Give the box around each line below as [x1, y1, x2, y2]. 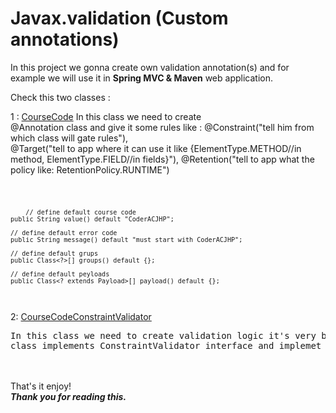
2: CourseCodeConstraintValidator [10, 310, 152, 322]
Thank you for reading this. [10, 390, 127, 402]
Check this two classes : [10, 91, 111, 103]
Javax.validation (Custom [10, 7, 229, 30]
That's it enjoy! [10, 380, 72, 392]
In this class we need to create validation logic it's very [10, 330, 317, 341]
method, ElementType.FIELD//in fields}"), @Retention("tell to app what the [10, 153, 315, 165]
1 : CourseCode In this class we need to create [10, 110, 202, 122]
